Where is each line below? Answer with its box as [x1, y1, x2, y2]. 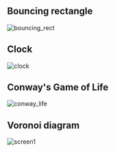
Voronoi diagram [7, 119, 80, 131]
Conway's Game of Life [7, 81, 109, 93]
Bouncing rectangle [7, 5, 93, 17]
